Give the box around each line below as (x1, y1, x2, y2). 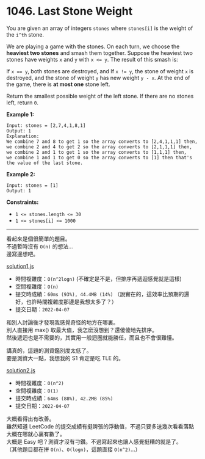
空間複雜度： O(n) (15, 283, 59, 290)
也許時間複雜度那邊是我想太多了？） (26, 298, 117, 305)
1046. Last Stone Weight (6, 4, 133, 18)
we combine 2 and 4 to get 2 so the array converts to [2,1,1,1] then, (6, 143, 192, 150)
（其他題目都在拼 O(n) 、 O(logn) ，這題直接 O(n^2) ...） (6, 446, 141, 453)
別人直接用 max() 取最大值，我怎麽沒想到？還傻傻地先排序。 (6, 326, 157, 333)
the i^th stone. (6, 31, 45, 38)
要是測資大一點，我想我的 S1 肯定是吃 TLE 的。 (6, 354, 124, 361)
